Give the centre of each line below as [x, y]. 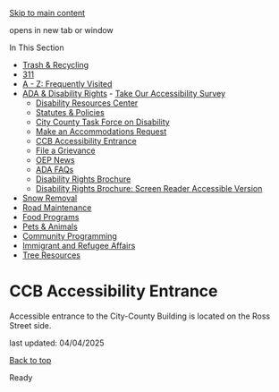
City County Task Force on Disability [102, 122]
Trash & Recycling [55, 65]
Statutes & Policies [70, 112]
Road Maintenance [57, 208]
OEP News [55, 160]
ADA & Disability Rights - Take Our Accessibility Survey [124, 94]
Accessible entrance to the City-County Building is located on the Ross [140, 316]
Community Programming [70, 236]
